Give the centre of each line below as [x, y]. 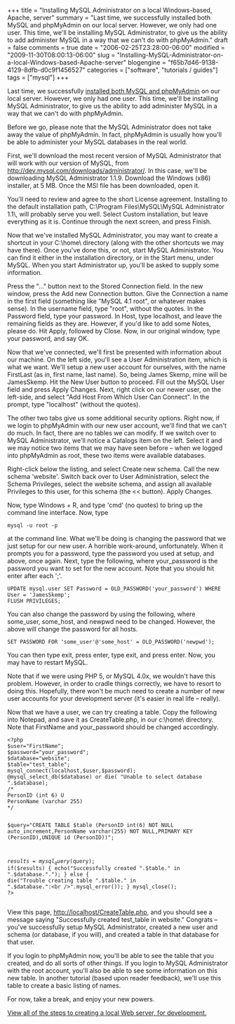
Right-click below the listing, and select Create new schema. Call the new [113, 469]
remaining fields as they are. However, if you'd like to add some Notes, [109, 324]
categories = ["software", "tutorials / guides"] [152, 70]
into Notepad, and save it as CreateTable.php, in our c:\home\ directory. [110, 719]
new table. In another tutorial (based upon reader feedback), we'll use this [114, 978]
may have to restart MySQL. [48, 663]
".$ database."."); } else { [48, 875]
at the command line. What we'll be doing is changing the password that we [117, 538]
